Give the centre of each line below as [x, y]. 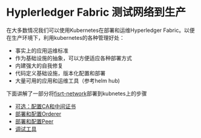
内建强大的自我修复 [39, 65]
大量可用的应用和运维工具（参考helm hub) [67, 80]
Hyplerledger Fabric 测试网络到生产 [96, 12]
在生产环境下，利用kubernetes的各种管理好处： [66, 37]
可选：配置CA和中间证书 [45, 106]
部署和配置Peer [34, 121]
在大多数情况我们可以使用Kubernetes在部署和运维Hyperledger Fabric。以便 [100, 30]
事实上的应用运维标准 [41, 50]
